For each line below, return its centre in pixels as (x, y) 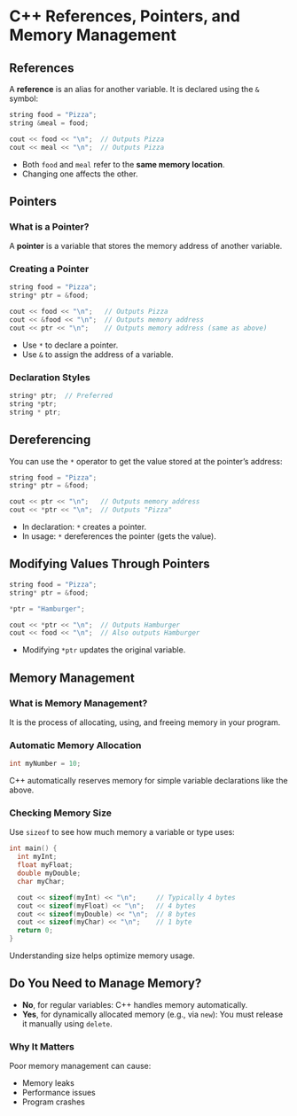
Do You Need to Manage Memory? (106, 983)
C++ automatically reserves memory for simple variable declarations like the (148, 781)
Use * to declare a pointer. (70, 345)
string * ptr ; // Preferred (61, 396)
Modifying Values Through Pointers (109, 564)
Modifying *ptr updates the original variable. (104, 650)
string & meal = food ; (49, 123)
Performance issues (59, 1093)
